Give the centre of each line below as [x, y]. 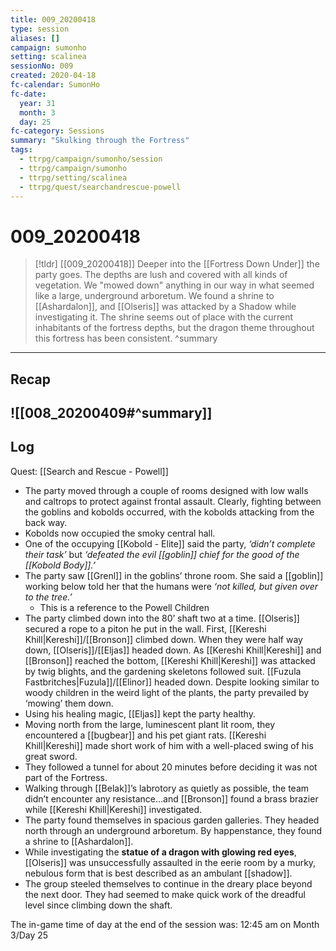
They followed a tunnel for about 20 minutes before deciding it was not [171, 767]
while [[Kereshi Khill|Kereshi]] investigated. [113, 809]
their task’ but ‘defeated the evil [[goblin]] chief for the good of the [162, 554]
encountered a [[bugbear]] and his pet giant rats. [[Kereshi [145, 735]
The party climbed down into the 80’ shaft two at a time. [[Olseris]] [162, 618]
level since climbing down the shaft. [98, 905]
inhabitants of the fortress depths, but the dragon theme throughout [174, 328]
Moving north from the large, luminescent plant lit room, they [150, 724]
